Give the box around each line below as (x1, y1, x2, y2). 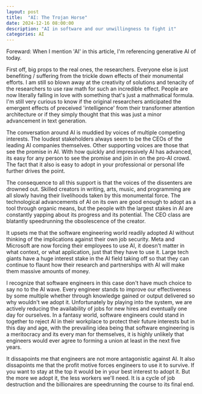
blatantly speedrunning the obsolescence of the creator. (6, 218, 146, 225)
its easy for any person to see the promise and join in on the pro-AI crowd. (6, 154, 191, 162)
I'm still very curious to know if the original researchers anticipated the (6, 98, 181, 106)
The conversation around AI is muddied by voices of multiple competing (6, 129, 185, 136)
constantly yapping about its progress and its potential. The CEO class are (6, 211, 191, 218)
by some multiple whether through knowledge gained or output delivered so (6, 292, 195, 299)
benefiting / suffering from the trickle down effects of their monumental (6, 72, 184, 80)
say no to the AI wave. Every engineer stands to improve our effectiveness (6, 286, 191, 293)
